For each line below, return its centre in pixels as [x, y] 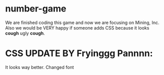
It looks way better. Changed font [40, 67]
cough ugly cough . [25, 33]
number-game [36, 9]
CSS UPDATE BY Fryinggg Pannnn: [79, 53]
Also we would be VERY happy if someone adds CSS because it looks [77, 27]
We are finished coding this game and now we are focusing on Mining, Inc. [82, 22]
